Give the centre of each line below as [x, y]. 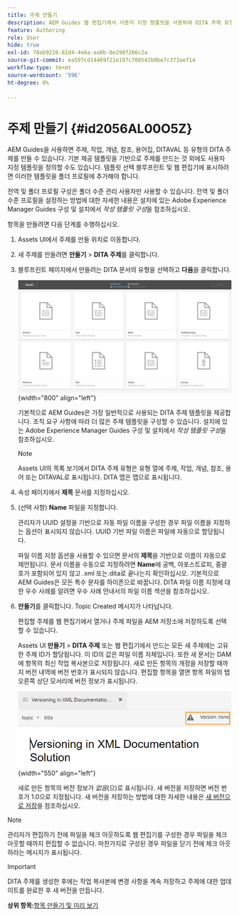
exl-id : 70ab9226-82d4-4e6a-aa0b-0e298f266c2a [78, 53]
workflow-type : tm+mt [39, 68]
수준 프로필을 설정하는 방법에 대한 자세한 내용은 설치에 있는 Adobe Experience [117, 200]
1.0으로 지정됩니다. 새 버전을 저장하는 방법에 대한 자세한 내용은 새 [121, 796]
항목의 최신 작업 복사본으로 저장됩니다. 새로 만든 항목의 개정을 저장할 [120, 663]
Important [22, 866]
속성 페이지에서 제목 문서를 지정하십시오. [74, 492]
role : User [23, 38]
